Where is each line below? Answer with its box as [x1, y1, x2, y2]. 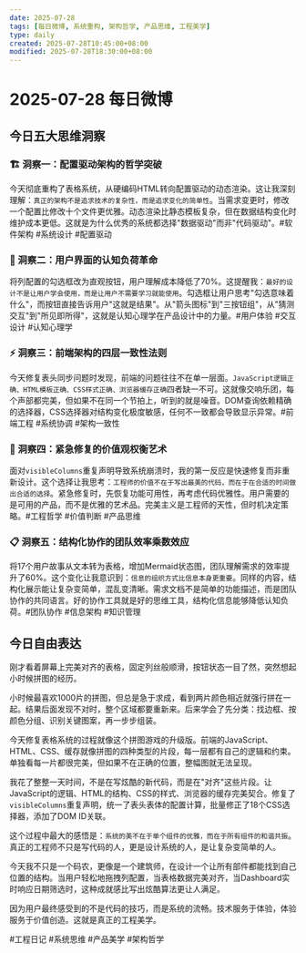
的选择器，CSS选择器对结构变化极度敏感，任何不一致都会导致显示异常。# [9, 406, 287, 417]
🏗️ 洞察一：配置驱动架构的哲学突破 [9, 158, 162, 170]
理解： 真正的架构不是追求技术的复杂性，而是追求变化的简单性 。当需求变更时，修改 [9, 195, 290, 205]
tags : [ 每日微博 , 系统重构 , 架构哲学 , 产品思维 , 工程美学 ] [9, 22, 211, 31]
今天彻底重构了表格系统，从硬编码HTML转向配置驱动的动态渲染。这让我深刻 [9, 183, 296, 194]
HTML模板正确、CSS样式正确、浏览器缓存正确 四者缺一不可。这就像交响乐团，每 [22, 384, 295, 395]
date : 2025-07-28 [9, 13, 76, 23]
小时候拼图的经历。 [9, 673, 82, 683]
